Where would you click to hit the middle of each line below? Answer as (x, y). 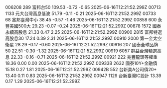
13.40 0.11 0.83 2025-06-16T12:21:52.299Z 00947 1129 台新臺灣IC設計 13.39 (83, 76)
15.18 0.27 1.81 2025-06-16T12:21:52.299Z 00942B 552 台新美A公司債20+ (81, 69)
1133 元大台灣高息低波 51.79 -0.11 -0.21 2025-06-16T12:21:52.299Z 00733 (81, 13)
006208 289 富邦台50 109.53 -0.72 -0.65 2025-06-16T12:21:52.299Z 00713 (83, 7)
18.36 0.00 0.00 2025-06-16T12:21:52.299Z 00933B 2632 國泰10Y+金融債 (81, 63)
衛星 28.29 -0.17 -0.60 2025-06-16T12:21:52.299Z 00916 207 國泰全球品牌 (82, 44)
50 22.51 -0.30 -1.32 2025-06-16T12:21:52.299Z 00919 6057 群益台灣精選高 (83, 51)
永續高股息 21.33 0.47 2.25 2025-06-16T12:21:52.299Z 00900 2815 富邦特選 (83, 32)
